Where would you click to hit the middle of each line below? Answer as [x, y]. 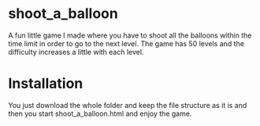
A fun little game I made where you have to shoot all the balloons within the [130, 35]
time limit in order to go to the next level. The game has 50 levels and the [126, 43]
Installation [46, 84]
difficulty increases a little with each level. [76, 52]
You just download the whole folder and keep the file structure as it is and [128, 105]
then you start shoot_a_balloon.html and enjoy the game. [100, 113]
